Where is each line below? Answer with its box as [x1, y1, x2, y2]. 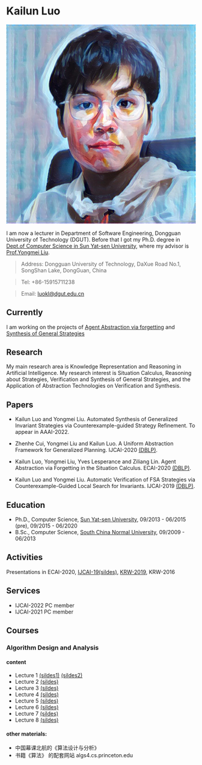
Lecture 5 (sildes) [14, 697, 59, 704]
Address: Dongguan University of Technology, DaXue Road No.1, [20, 260, 182, 267]
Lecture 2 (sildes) [14, 678, 59, 686]
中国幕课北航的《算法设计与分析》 [14, 744, 100, 752]
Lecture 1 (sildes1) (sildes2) [14, 672, 83, 679]
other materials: [6, 730, 47, 737]
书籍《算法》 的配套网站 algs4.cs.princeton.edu [14, 752, 133, 759]
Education [6, 500, 46, 510]
